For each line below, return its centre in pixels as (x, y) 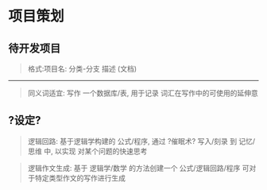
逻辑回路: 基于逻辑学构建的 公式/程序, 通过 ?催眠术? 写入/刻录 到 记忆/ (141, 141)
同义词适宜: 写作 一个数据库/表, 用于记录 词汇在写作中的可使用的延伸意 (143, 93)
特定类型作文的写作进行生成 (80, 178)
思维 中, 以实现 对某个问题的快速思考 (87, 151)
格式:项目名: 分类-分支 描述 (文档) (82, 69)
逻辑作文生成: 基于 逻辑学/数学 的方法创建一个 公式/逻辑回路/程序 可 (138, 168)
